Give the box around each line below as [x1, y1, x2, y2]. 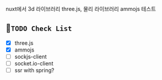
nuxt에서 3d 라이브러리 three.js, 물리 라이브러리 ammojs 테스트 [5, 5, 157, 12]
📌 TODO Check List [5, 23, 72, 33]
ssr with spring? [14, 67, 55, 74]
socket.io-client [14, 60, 54, 67]
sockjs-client [14, 53, 47, 60]
